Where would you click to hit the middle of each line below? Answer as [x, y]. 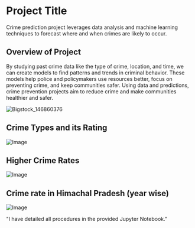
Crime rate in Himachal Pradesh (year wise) [88, 193]
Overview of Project [44, 52]
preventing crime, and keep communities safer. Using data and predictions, [97, 85]
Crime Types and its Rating [57, 128]
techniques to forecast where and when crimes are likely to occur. [87, 33]
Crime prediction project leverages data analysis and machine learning [92, 27]
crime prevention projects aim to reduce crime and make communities [91, 91]
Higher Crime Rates [43, 160]
